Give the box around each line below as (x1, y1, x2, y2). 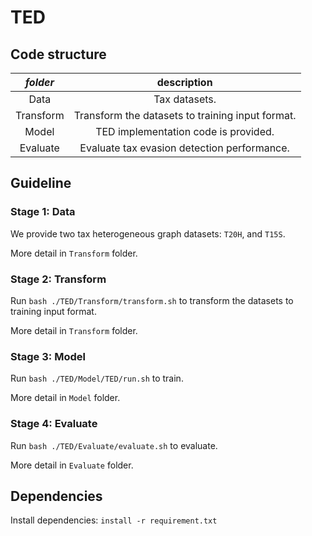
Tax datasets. (153, 92, 217, 106)
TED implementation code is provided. (95, 125, 275, 138)
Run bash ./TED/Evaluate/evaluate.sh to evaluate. (10, 439, 218, 451)
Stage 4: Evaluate (10, 417, 98, 431)
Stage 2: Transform (10, 272, 107, 286)
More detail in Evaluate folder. (10, 459, 134, 471)
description (156, 76, 213, 89)
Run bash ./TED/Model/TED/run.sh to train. (10, 372, 184, 385)
